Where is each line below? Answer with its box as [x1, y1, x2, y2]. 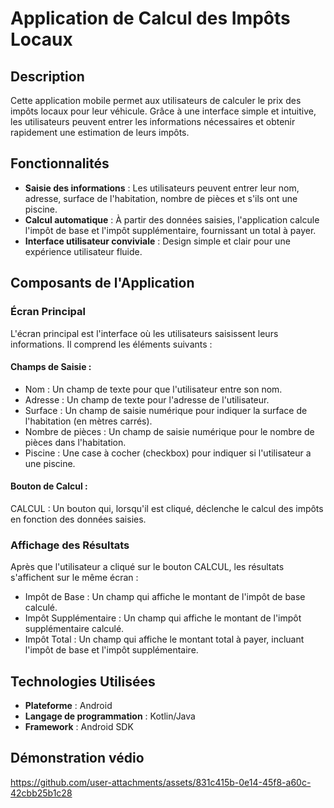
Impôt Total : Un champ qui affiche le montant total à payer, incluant [24, 633, 305, 646]
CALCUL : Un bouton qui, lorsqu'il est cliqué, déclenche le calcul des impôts [10, 502, 324, 514]
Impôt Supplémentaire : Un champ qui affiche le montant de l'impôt [24, 612, 302, 624]
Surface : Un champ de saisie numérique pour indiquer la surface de [24, 404, 308, 416]
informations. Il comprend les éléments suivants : [10, 338, 213, 350]
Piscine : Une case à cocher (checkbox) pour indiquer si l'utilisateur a [24, 447, 312, 459]
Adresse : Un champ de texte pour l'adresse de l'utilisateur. [24, 393, 270, 406]
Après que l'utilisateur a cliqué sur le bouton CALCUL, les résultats [10, 561, 285, 573]
